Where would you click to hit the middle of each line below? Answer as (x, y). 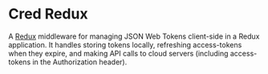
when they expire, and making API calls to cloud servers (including (118, 53)
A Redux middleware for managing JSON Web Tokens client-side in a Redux (134, 36)
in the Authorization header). (79, 62)
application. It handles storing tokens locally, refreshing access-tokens (125, 44)
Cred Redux (48, 14)
